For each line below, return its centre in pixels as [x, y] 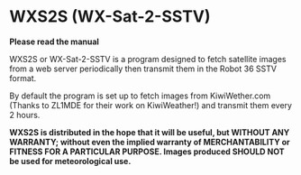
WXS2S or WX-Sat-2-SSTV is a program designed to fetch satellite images [148, 59]
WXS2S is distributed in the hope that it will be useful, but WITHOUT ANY [150, 132]
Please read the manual [54, 41]
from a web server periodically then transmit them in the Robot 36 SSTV [143, 69]
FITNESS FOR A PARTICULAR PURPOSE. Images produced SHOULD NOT [147, 152]
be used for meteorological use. [70, 161]
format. [23, 78]
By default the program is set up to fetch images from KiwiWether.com [140, 96]
